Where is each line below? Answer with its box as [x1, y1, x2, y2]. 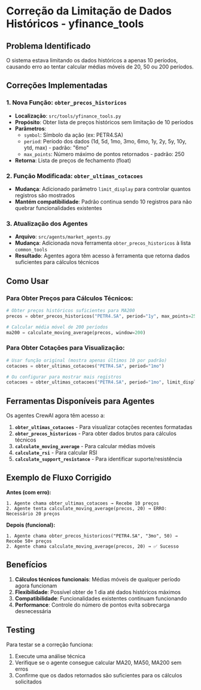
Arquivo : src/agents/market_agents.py [14, 233, 111, 241]
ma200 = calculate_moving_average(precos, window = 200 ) [6, 329, 146, 335]
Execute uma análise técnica [14, 652, 86, 659]
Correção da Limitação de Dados [6, 4, 172, 18]
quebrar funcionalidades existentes [14, 204, 102, 211]
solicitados [14, 678, 42, 685]
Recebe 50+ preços [6, 538, 52, 544]
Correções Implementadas [6, 80, 108, 91]
